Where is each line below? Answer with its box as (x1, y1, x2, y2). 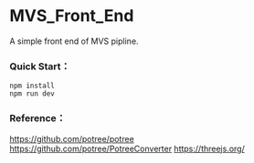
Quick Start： (9, 60, 70, 73)
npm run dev (9, 89, 55, 98)
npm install (9, 81, 55, 91)
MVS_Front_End (9, 5, 134, 26)
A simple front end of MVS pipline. (9, 36, 139, 46)
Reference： (9, 112, 67, 125)
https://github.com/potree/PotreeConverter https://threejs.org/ (9, 143, 245, 154)
